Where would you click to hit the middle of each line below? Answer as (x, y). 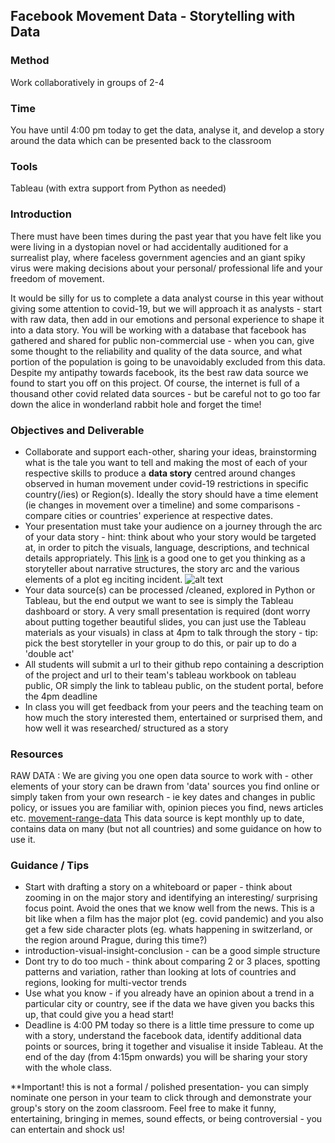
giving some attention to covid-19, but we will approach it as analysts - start (166, 308)
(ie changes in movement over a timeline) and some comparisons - (162, 505)
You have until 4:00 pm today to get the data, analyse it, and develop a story (167, 130)
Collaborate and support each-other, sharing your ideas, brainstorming (170, 451)
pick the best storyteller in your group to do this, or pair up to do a (160, 643)
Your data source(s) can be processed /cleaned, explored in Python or (170, 590)
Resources (37, 754)
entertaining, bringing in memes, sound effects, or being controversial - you (166, 1119)
